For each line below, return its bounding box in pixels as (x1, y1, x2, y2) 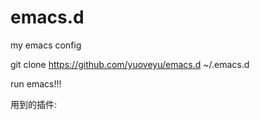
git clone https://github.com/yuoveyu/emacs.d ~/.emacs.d (10, 58, 250, 70)
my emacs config (10, 39, 82, 51)
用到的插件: (10, 98, 58, 110)
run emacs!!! (10, 77, 62, 90)
